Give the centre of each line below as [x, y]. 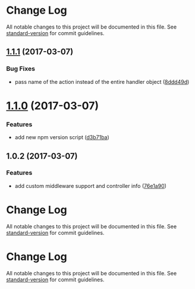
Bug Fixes [21, 69]
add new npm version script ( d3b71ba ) [62, 137]
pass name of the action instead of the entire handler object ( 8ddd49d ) [102, 81]
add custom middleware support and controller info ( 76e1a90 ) [90, 186]
